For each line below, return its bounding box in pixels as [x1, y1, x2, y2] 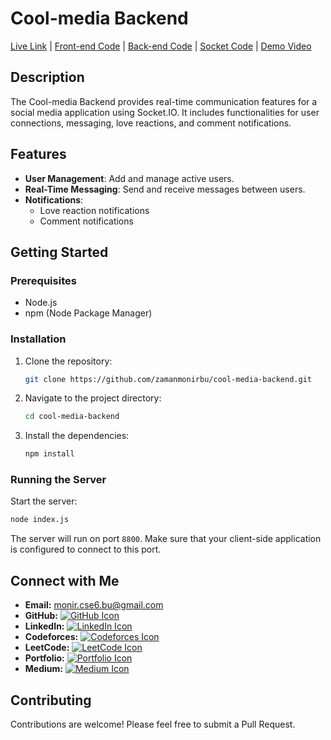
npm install [24, 449, 75, 459]
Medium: [24, 663, 63, 675]
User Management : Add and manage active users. [24, 172, 235, 184]
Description [10, 69, 85, 86]
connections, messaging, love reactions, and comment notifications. [10, 117, 292, 129]
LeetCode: [24, 642, 70, 654]
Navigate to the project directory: [24, 392, 162, 404]
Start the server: [10, 495, 78, 507]
